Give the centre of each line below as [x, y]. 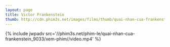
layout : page [19, 10]
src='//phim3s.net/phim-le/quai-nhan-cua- [90, 34]
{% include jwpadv [25, 34]
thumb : [12, 19]
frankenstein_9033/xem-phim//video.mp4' [49, 39]
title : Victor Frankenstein [35, 15]
